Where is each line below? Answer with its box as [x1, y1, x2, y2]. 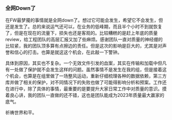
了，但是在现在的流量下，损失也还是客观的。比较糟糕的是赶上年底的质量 [5, 30, 158, 36]
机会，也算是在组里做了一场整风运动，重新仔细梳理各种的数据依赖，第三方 [9, 73, 167, 79]
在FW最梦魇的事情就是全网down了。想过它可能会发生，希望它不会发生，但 [5, 17, 163, 24]
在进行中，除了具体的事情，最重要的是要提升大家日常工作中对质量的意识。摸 [5, 86, 167, 92]
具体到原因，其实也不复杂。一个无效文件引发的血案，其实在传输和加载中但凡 [5, 60, 167, 66]
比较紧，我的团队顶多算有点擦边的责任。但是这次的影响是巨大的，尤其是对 [5, 43, 162, 49]
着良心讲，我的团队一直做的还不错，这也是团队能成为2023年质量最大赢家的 [5, 92, 165, 98]
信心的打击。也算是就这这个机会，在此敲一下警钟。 [14, 49, 122, 55]
